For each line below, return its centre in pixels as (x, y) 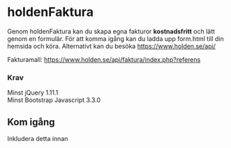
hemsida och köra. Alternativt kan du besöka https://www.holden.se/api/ (112, 46)
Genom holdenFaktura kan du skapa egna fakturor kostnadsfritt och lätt (111, 31)
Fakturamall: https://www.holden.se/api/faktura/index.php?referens (104, 59)
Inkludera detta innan (38, 139)
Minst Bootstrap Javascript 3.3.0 (54, 100)
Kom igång (31, 122)
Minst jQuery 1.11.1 (33, 93)
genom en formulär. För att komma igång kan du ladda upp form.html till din (116, 38)
